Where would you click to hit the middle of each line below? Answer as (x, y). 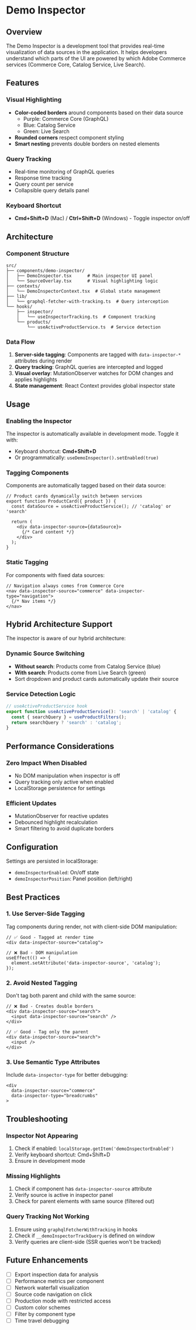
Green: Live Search (47, 131)
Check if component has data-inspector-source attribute (83, 1189)
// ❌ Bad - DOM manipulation (42, 953)
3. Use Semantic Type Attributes (53, 1062)
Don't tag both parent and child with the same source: (71, 996)
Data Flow (20, 342)
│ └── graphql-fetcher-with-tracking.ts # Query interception (87, 301)
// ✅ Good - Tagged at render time (50, 937)
